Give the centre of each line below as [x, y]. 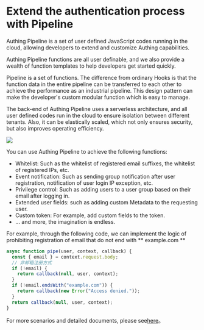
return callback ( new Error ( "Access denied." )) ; [79, 291]
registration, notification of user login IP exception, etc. [84, 183]
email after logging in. [42, 196]
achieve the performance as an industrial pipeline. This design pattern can [100, 90]
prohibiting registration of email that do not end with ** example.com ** [96, 240]
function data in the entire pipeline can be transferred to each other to [94, 84]
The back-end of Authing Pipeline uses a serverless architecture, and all [97, 109]
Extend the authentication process [96, 11]
